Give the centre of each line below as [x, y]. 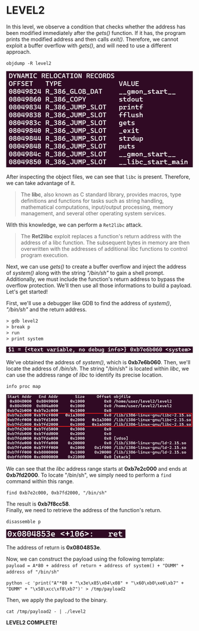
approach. [19, 51]
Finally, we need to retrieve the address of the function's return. [84, 510]
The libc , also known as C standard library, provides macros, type [101, 194]
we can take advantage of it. [41, 183]
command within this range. [40, 481]
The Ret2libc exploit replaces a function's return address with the [101, 236]
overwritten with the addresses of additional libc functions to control [104, 248]
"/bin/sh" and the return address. [46, 309]
